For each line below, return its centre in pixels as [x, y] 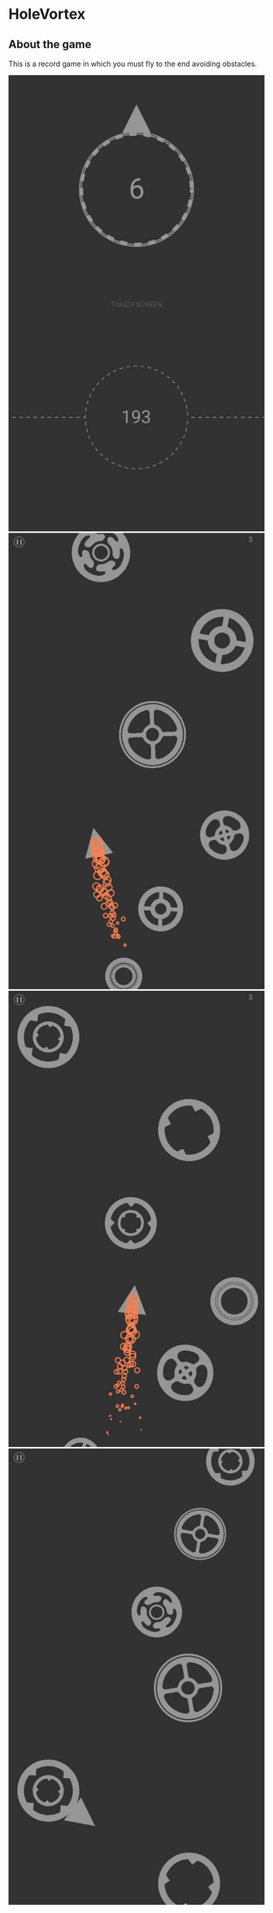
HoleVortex [47, 14]
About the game [50, 44]
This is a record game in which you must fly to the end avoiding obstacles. [133, 64]
